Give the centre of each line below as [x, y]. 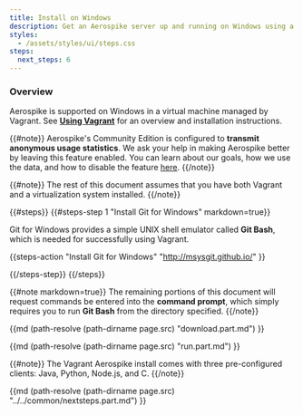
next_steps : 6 [44, 60]
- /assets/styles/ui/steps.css [77, 43]
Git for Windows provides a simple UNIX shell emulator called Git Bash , [142, 230]
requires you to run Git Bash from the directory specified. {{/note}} [134, 311]
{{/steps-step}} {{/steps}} [58, 275]
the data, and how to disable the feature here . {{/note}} [112, 168]
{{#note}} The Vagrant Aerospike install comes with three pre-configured [146, 364]
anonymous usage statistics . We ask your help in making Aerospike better [150, 148]
